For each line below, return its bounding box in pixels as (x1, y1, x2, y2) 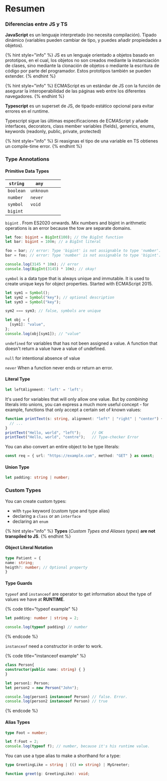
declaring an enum (12, 518, 49, 524)
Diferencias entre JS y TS (5, 21, 68, 28)
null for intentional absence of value (5, 355, 81, 361)
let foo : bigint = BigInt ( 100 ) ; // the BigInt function (5, 234, 123, 240)
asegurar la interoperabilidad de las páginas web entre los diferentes (5, 88, 146, 94)
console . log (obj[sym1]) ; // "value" (5, 331, 81, 336)
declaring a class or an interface (12, 513, 81, 519)
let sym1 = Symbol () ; (5, 290, 50, 295)
